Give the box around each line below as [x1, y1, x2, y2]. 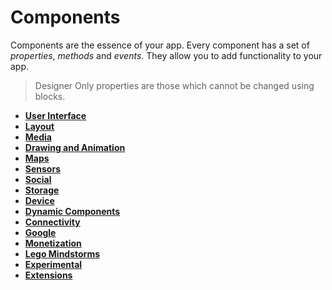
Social [24, 173, 52, 185]
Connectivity [24, 216, 81, 228]
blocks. [34, 90, 66, 102]
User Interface [24, 109, 87, 121]
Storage [24, 184, 60, 196]
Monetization [24, 237, 82, 249]
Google [24, 226, 57, 238]
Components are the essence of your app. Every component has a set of [10, 39, 310, 51]
